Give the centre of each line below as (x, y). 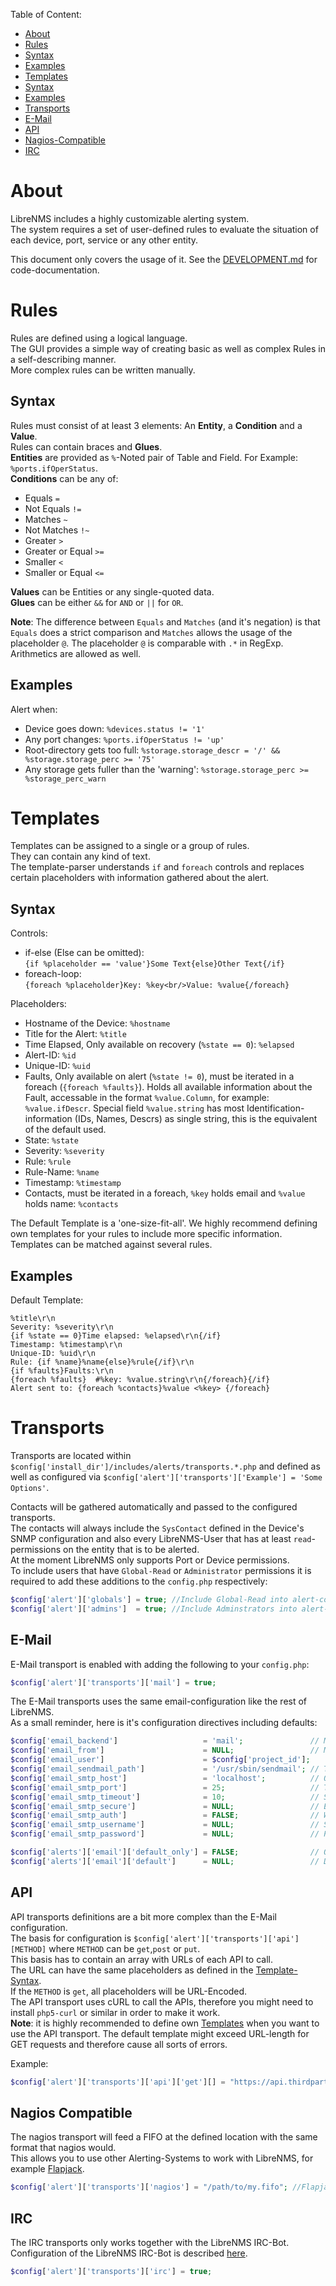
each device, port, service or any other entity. (104, 240)
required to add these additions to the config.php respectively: (139, 1581)
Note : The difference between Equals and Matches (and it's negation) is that (165, 621)
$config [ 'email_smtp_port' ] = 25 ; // (165, 1787)
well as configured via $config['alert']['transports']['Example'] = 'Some (166, 1477)
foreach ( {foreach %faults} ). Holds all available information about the (168, 1087)
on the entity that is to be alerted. (131, 1549)
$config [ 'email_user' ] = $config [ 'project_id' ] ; (160, 1760)
